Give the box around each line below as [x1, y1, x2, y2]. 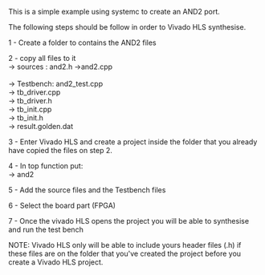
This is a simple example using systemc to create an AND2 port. [8, 7, 221, 16]
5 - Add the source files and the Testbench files [8, 185, 166, 195]
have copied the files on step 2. [8, 146, 112, 155]
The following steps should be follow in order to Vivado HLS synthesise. [8, 22, 247, 31]
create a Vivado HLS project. [8, 257, 104, 267]
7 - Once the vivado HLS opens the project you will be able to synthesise [8, 216, 250, 225]
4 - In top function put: [8, 161, 84, 171]
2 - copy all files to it [8, 54, 76, 63]
